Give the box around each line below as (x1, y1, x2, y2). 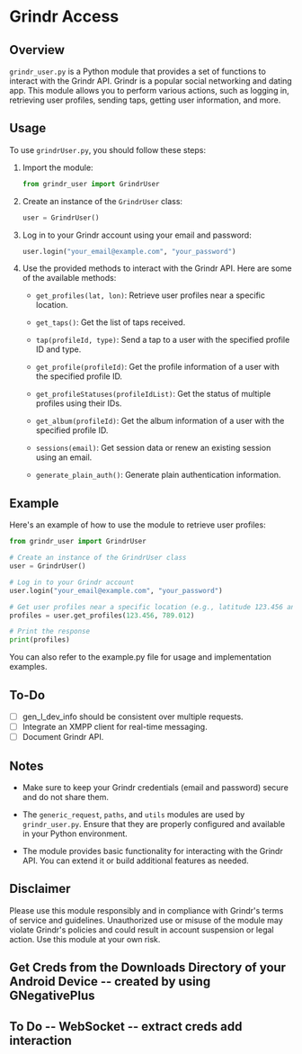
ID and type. (35, 344, 82, 355)
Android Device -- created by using (9, 974, 211, 989)
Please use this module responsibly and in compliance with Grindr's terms (9, 905, 284, 915)
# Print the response (9, 627, 91, 636)
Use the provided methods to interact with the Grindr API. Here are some (22, 263, 292, 274)
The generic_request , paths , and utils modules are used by (22, 808, 245, 820)
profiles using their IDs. (35, 398, 122, 409)
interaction (9, 1032, 72, 1048)
